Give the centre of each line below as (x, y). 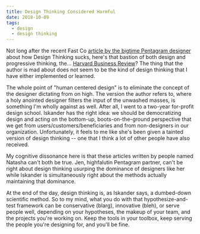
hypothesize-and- (166, 199)
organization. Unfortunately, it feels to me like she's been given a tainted (95, 132)
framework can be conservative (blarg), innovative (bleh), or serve (98, 205)
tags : (13, 23)
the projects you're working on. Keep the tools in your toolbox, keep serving (99, 219)
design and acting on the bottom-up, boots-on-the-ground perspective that (99, 119)
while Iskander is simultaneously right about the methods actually (87, 175)
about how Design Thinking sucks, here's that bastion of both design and (96, 57)
